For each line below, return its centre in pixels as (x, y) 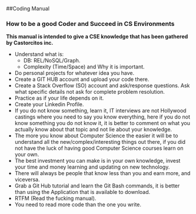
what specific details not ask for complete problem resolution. (89, 92)
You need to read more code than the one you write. (78, 205)
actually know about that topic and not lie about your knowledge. (93, 130)
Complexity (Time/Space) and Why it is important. (84, 67)
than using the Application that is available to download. (82, 192)
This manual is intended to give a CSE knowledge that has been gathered (97, 37)
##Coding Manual (28, 9)
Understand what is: (39, 54)
